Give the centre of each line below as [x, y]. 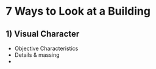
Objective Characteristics [46, 48]
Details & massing [37, 55]
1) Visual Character [43, 34]
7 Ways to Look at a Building [78, 11]
